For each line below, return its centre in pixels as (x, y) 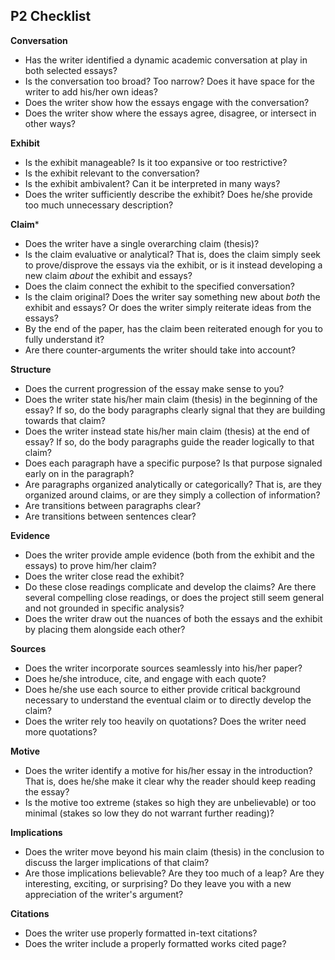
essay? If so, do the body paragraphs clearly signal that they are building (175, 410)
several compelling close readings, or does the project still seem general (174, 597)
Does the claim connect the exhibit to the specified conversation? (159, 286)
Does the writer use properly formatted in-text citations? (141, 933)
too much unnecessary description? (99, 205)
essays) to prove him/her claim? (90, 565)
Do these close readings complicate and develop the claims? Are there (170, 586)
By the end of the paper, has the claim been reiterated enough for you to (173, 328)
